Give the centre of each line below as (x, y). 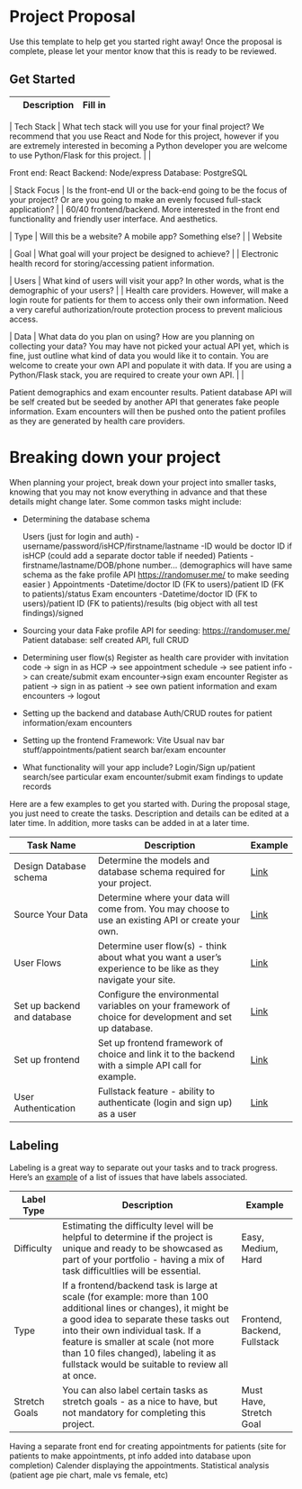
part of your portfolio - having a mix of (144, 1259)
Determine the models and (154, 860)
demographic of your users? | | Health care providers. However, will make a (149, 290)
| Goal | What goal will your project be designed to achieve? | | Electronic (144, 253)
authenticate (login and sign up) (165, 1103)
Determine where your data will (164, 897)
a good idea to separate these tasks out (146, 1319)
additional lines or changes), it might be (146, 1308)
